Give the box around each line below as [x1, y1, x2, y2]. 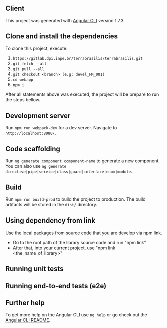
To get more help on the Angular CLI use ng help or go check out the [5, 312, 147, 318]
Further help [5, 299, 45, 307]
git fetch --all [12, 61, 47, 66]
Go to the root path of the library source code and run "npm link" [12, 239, 146, 245]
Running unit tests [5, 265, 64, 273]
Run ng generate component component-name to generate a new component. [5, 158, 160, 164]
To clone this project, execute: [5, 45, 68, 51]
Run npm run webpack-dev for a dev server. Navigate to [5, 125, 117, 131]
